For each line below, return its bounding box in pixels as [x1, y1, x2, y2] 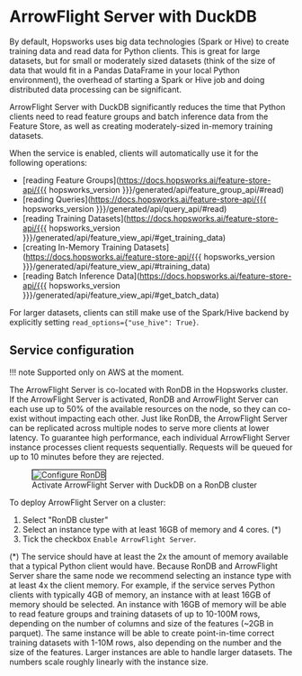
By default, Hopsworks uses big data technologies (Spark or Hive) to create [9, 36, 289, 47]
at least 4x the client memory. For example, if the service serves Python [9, 580, 276, 590]
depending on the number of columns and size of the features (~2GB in [9, 617, 274, 628]
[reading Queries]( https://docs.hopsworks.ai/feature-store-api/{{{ [22, 194, 267, 205]
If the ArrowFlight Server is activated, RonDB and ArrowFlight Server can [9, 394, 279, 405]
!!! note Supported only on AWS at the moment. [9, 367, 184, 378]
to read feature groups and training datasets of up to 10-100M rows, [9, 608, 261, 619]
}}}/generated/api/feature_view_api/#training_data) [22, 260, 211, 271]
